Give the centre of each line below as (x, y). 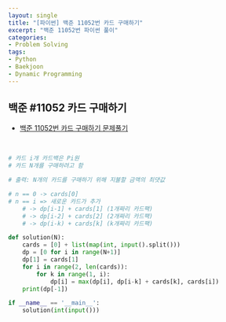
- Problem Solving (38, 45)
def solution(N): (36, 238)
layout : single (33, 15)
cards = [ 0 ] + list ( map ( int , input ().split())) (101, 245)
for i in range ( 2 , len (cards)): (75, 267)
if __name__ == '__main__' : (54, 303)
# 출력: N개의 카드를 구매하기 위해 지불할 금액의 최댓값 (87, 180)
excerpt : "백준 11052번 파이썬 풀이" (63, 30)
